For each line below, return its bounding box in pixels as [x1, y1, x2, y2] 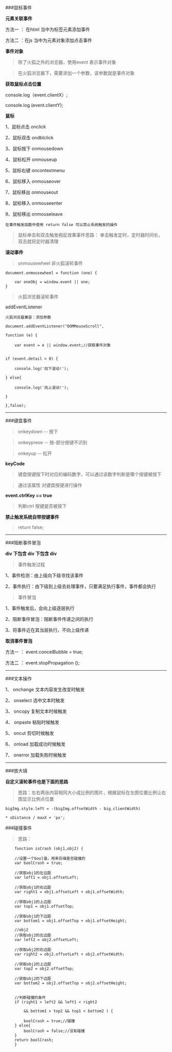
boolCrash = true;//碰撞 [24, 1019, 75, 1024]
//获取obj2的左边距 [14, 933, 51, 938]
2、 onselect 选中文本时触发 [5, 697, 65, 703]
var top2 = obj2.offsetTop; [14, 966, 74, 971]
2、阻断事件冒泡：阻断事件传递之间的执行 [5, 616, 94, 622]
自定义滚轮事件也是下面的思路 [5, 779, 68, 785]
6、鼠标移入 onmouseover [5, 178, 61, 184]
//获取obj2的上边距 [14, 962, 51, 967]
